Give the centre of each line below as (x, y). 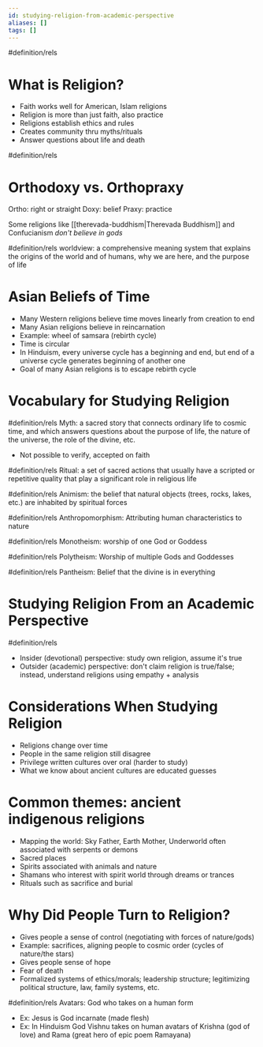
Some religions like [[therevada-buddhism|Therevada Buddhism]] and (121, 224)
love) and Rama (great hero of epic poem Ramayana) (105, 1034)
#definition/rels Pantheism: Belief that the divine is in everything (112, 572)
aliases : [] (28, 23)
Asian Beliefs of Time (79, 297)
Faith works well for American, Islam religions (93, 107)
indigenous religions (77, 819)
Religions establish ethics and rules (77, 123)
